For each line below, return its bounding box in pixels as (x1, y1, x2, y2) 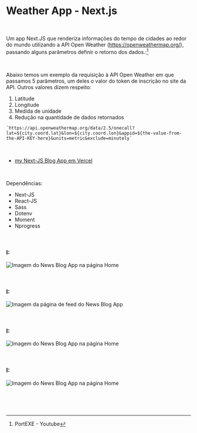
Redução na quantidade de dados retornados (14, 113, 124, 121)
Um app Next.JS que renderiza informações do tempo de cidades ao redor (6, 35, 187, 42)
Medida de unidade (14, 107, 62, 114)
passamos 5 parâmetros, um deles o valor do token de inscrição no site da (6, 77, 186, 84)
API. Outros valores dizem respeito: (6, 83, 92, 90)
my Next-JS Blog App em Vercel (14, 157, 93, 164)
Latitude (14, 95, 35, 102)
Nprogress (14, 222, 40, 229)
